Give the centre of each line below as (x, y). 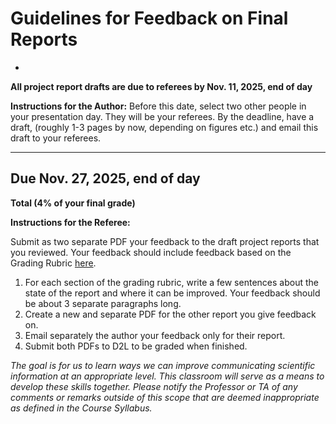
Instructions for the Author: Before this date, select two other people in (158, 106)
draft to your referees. (56, 138)
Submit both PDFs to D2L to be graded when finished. (136, 346)
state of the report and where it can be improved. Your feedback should (172, 293)
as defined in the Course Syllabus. (81, 408)
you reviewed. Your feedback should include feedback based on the (151, 252)
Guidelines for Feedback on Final (149, 18)
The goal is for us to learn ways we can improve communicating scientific (163, 365)
